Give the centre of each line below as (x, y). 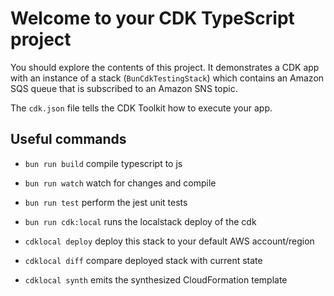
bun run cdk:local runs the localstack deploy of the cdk (140, 221)
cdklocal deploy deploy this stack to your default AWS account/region (169, 241)
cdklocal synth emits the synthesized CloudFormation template (156, 279)
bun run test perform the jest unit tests (106, 202)
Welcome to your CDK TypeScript (152, 18)
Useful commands (68, 139)
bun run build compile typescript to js (103, 163)
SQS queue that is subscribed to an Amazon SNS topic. (124, 88)
